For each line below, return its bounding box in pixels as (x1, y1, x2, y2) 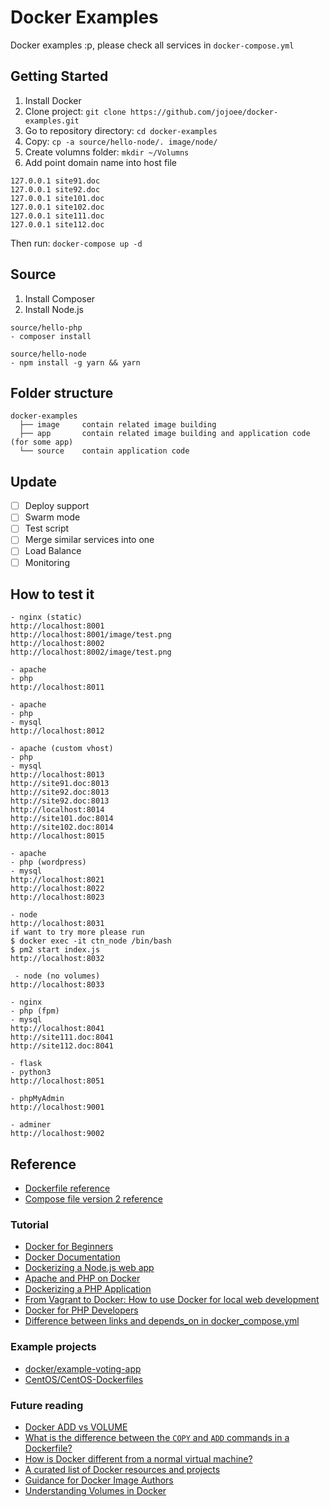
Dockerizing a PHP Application (24, 1283, 152, 1295)
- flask (10, 1059, 43, 1069)
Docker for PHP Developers (24, 1304, 139, 1316)
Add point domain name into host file (24, 156, 178, 168)
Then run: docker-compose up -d (10, 237, 143, 249)
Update (10, 473, 58, 490)
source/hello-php (10, 322, 83, 333)
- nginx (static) (10, 612, 83, 623)
